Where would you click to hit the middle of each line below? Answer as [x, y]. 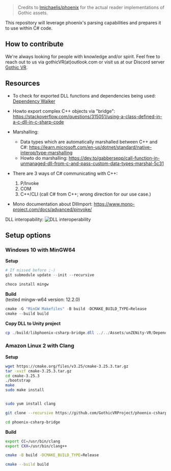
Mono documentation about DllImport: [53, 204]
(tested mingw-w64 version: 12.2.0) [43, 299]
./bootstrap [18, 381]
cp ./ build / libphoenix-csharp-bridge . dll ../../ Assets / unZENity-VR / [79, 333]
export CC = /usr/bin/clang [33, 441]
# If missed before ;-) [31, 270]
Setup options [28, 235]
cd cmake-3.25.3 [22, 376]
